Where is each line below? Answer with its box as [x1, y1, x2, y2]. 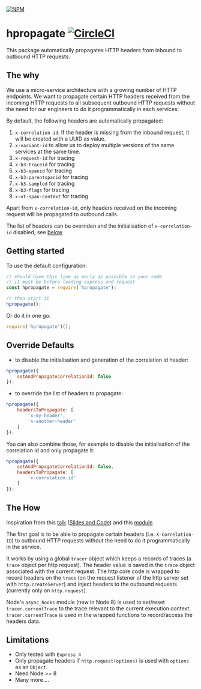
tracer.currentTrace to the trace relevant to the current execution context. [6, 604, 191, 612]
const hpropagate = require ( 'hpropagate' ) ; [6, 285, 117, 291]
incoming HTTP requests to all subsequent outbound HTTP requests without [6, 99, 196, 106]
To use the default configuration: [6, 262, 87, 269]
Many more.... [14, 676, 50, 684]
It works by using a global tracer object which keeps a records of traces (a [6, 554, 192, 562]
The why [6, 70, 40, 80]
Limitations [6, 634, 49, 645]
